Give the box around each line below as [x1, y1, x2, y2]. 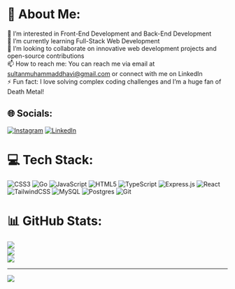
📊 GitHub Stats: [7, 213, 103, 229]
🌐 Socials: [7, 108, 53, 119]
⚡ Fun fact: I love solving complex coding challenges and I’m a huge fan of [7, 77, 222, 86]
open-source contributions [7, 52, 85, 60]
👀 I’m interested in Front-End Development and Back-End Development [7, 29, 212, 38]
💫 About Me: [7, 6, 81, 22]
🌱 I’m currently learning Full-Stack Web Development [7, 36, 160, 45]
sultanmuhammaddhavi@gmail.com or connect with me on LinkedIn [7, 69, 203, 77]
